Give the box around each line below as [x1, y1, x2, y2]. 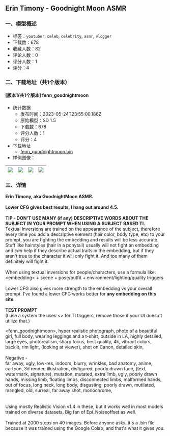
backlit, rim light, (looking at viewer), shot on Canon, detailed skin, [5, 344, 144, 350]
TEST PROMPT [5, 307, 38, 313]
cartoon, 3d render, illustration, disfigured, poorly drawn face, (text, [5, 366, 147, 372]
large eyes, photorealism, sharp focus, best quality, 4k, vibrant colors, [5, 339, 152, 345]
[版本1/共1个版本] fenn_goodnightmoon [5, 92, 89, 98]
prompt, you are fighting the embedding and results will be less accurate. [5, 237, 159, 243]
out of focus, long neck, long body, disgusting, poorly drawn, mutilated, [5, 382, 155, 388]
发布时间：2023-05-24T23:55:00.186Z [20, 111, 102, 117]
